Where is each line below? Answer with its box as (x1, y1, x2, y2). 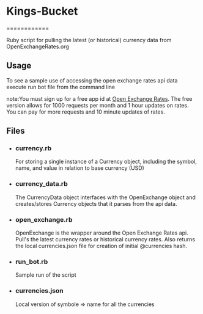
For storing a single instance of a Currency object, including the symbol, (15, 158, 197, 166)
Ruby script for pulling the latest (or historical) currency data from (6, 36, 172, 43)
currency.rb (15, 144, 52, 153)
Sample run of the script (15, 271, 76, 279)
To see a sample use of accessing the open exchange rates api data (6, 76, 178, 84)
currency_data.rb (15, 180, 68, 188)
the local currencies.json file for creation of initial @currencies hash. (15, 243, 188, 250)
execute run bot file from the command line (6, 83, 116, 90)
